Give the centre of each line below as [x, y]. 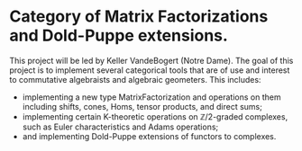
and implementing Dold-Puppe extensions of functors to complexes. [149, 136]
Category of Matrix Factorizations [139, 17]
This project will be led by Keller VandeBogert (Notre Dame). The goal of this [151, 60]
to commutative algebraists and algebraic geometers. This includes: [135, 79]
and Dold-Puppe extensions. [119, 36]
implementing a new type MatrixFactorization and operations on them [151, 97]
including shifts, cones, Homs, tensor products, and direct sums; [142, 106]
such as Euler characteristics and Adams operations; [120, 127]
